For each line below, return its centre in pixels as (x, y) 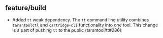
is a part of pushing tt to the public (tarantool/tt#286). (67, 30)
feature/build (26, 8)
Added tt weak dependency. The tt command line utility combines (81, 19)
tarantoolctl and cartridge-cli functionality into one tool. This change (85, 25)
